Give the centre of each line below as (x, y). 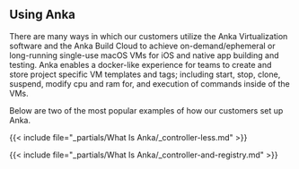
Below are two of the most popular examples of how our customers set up (146, 110)
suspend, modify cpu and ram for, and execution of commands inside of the (149, 83)
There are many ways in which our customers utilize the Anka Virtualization (149, 36)
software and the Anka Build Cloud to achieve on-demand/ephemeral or (142, 46)
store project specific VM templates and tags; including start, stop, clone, (145, 74)
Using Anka (43, 15)
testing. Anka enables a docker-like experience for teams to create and (141, 64)
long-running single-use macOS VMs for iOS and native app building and (145, 55)
